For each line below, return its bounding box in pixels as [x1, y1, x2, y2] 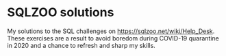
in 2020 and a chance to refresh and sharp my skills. [7, 41, 155, 49]
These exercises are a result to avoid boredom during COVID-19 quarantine [7, 34, 219, 42]
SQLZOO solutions [7, 5, 114, 20]
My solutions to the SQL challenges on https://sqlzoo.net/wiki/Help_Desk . [7, 27, 215, 35]
